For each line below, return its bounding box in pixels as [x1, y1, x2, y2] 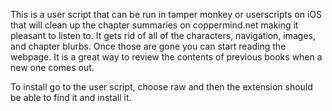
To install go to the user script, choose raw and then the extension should [10, 81, 313, 93]
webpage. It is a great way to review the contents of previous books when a [10, 51, 323, 63]
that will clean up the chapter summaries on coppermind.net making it [10, 19, 299, 31]
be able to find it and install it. [10, 92, 132, 103]
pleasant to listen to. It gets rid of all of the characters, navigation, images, [10, 30, 317, 41]
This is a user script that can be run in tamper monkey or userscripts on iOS [10, 9, 322, 20]
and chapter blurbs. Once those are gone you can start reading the [10, 40, 287, 52]
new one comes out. [10, 62, 95, 73]
